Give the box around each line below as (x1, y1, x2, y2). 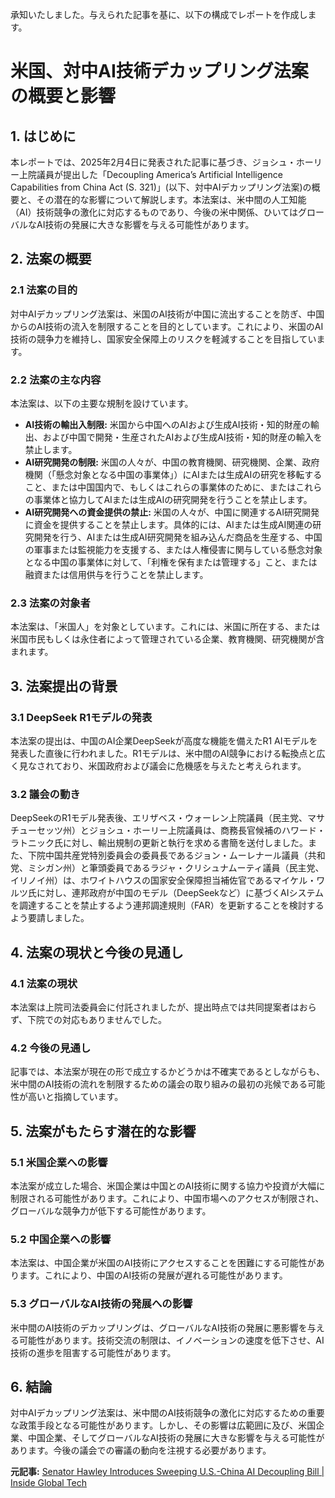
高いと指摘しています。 (27, 1091, 124, 1103)
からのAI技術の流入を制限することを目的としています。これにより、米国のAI (10, 320, 324, 332)
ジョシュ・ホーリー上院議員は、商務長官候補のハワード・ (88, 824, 326, 837)
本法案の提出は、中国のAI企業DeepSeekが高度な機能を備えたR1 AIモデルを (10, 734, 318, 747)
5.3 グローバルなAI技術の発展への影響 (10, 1297, 193, 1311)
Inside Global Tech (10, 1477, 87, 1489)
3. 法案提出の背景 (10, 678, 118, 695)
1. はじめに (10, 128, 77, 145)
